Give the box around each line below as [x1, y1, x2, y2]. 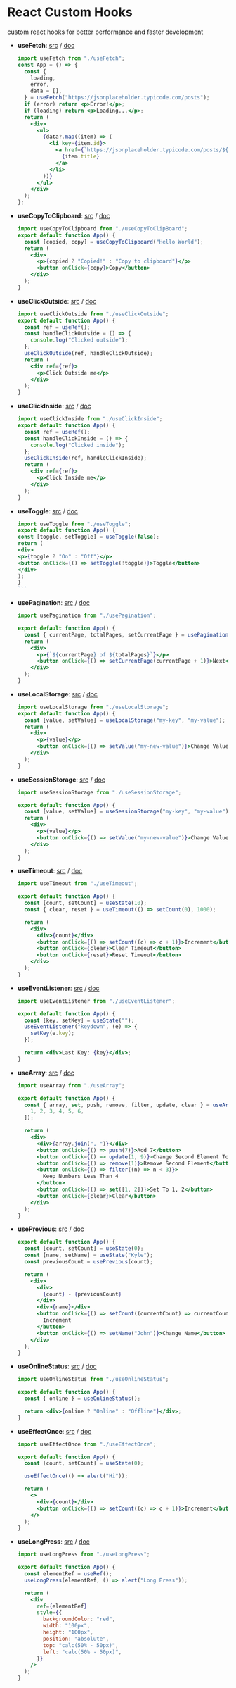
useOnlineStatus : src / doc [17, 1362, 97, 1370]
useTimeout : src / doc [17, 867, 83, 875]
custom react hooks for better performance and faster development [7, 27, 204, 36]
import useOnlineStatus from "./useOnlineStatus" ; [17, 1376, 169, 1383]
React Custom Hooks [7, 4, 133, 20]
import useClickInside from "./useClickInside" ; [17, 415, 163, 423]
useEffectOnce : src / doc [17, 1427, 92, 1435]
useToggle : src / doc [17, 506, 79, 515]
